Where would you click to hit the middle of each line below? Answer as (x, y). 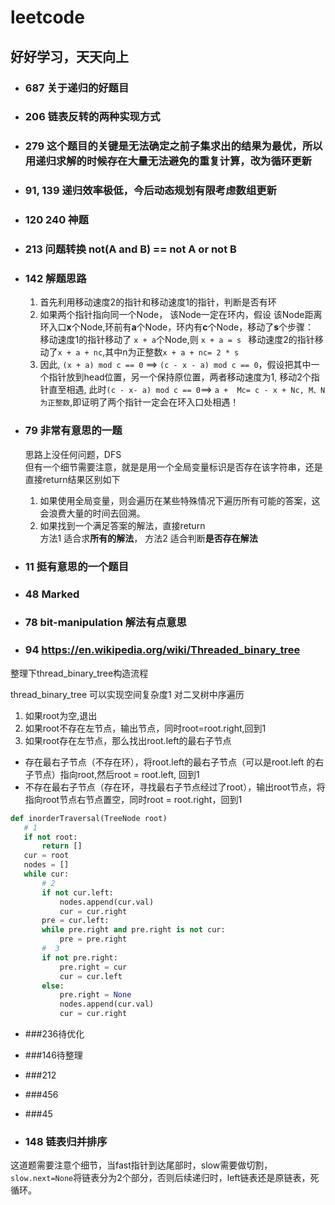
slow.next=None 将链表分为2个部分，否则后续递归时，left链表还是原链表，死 (165, 1178)
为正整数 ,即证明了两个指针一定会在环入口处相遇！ (139, 402)
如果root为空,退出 (61, 715)
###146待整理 (53, 1055)
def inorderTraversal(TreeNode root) (89, 818)
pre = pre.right (93, 939)
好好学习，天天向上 (69, 56)
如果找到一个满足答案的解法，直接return (122, 525)
